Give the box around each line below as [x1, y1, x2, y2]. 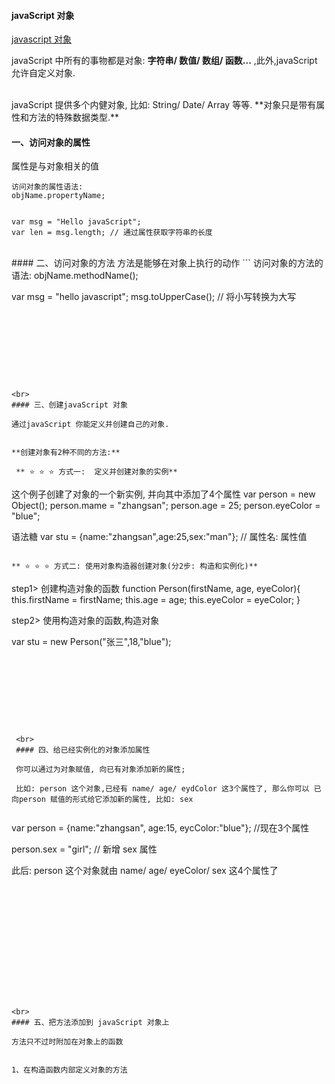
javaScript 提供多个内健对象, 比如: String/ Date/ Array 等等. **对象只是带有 [11, 99, 317, 111]
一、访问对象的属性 [11, 136, 91, 148]
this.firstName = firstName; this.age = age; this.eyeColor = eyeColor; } [11, 594, 301, 606]
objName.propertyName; [11, 191, 106, 201]
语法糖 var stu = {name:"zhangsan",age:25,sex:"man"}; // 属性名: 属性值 [11, 531, 308, 543]
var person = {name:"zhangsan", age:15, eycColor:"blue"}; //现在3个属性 [11, 822, 310, 834]
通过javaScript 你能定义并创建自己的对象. [11, 420, 170, 430]
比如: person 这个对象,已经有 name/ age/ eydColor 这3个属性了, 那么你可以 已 [15, 784, 322, 794]
